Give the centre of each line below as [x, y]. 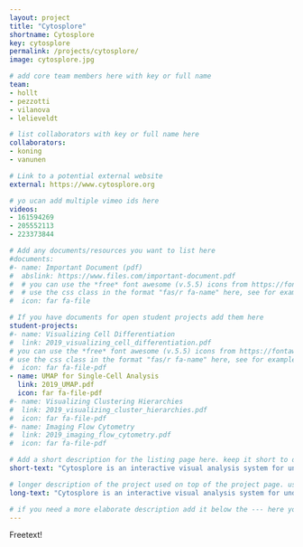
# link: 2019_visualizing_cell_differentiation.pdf [110, 343]
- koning [26, 151]
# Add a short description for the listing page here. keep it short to [149, 460]
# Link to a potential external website [87, 176]
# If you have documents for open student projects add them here [137, 317]
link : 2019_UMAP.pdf [56, 385]
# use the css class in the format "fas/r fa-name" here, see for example [153, 359]
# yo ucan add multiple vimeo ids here [84, 201]
